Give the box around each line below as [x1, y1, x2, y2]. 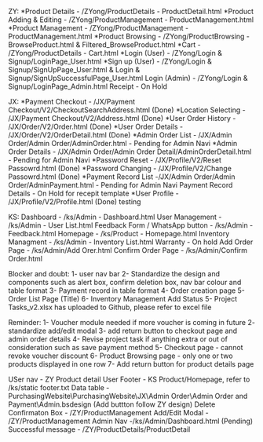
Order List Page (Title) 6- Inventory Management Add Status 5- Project [8, 294, 238, 303]
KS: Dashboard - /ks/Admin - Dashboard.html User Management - [8, 212, 222, 221]
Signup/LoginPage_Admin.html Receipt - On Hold [8, 82, 167, 91]
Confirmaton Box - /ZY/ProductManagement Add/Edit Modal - [8, 408, 210, 417]
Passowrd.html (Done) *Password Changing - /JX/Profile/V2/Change [8, 164, 232, 173]
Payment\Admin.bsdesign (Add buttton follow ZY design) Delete [8, 400, 216, 409]
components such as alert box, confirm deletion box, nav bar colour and [8, 278, 242, 287]
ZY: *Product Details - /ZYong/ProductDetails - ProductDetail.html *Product [8, 7, 254, 16]
